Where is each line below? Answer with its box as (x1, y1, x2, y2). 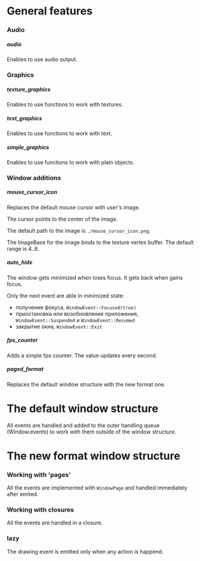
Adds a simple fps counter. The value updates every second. (7, 352, 157, 359)
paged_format (7, 366, 44, 373)
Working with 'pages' (7, 470, 71, 479)
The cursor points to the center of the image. (7, 215, 118, 222)
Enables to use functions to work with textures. (7, 100, 124, 108)
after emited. (7, 491, 38, 498)
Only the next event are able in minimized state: (7, 292, 125, 299)
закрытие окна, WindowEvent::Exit (15, 323, 103, 330)
